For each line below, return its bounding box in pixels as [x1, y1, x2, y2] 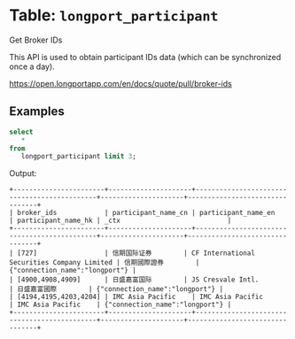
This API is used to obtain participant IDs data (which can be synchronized [9, 51, 282, 62]
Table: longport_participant [9, 5, 219, 26]
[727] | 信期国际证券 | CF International [17, 249, 255, 258]
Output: [9, 168, 37, 179]
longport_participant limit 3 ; [20, 152, 137, 161]
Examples [9, 104, 65, 119]
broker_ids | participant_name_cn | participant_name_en [17, 209, 276, 218]
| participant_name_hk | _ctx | [9, 216, 232, 226]
